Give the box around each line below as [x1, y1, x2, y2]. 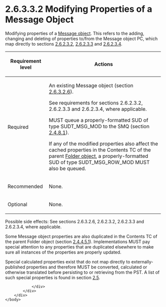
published [5, 264, 26, 270]
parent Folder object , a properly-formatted [48, 153, 148, 159]
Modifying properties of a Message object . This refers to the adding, [5, 30, 145, 36]
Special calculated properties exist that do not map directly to [5, 258, 130, 264]
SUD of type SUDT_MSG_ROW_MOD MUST [48, 158, 150, 165]
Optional [7, 201, 28, 207]
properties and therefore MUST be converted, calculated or [26, 264, 147, 270]
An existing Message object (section [48, 82, 133, 89]
